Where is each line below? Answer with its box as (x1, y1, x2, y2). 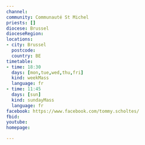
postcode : (11, 48, 36, 53)
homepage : (6, 125, 31, 131)
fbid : (6, 114, 20, 119)
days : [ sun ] (11, 92, 42, 97)
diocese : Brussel (6, 25, 49, 31)
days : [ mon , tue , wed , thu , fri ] (11, 70, 84, 75)
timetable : (6, 58, 33, 64)
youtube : (6, 119, 28, 125)
